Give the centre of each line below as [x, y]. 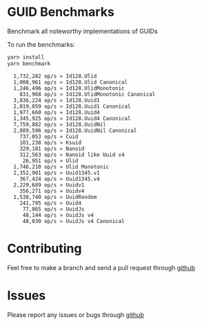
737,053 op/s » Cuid [49, 136]
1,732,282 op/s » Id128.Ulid [55, 76]
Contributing [44, 248]
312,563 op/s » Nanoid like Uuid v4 [72, 155]
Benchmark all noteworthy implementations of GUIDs [82, 31]
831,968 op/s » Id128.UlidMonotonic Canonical [88, 94]
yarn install [26, 57]
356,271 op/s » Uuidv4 [52, 191]
